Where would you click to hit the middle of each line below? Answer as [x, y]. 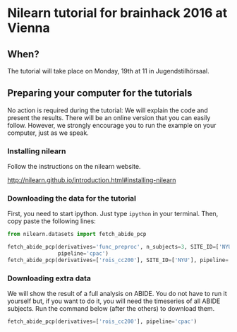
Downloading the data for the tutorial [72, 198]
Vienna [29, 28]
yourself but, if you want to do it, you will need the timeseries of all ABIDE [114, 301]
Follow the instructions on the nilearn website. [74, 167]
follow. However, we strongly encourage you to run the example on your [112, 125]
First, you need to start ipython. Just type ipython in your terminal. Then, [113, 214]
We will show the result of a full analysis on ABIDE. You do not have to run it [117, 294]
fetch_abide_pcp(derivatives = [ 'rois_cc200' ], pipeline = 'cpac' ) [102, 322]
